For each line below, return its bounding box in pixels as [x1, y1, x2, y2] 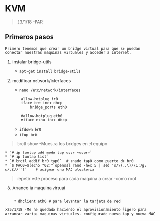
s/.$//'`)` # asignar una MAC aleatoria [5, 167, 95, 172]
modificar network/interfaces [12, 77, 71, 83]
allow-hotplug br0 [21, 96, 58, 101]
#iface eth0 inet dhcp [21, 118, 67, 122]
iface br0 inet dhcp [21, 101, 63, 105]
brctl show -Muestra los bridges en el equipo [17, 140, 107, 146]
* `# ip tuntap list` [5, 154, 49, 159]
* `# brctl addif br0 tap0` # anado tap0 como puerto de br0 [5, 158, 134, 163]
